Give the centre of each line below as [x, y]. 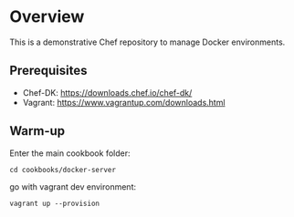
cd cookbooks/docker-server [63, 170]
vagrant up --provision [55, 203]
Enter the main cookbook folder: [70, 153]
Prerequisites [48, 71]
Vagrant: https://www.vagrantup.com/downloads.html [124, 102]
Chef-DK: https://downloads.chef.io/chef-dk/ [107, 92]
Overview [47, 17]
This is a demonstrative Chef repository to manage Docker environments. [147, 42]
